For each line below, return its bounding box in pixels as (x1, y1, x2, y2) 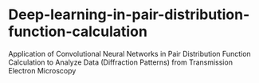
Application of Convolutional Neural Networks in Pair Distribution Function (8, 49, 251, 58)
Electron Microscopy (8, 65, 77, 75)
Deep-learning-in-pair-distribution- (8, 6, 250, 24)
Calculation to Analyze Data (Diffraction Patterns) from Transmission (8, 57, 233, 67)
